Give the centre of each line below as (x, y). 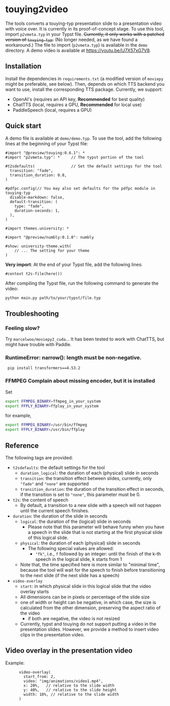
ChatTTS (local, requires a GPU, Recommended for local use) (77, 105)
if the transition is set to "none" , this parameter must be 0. (80, 495)
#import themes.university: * (37, 228)
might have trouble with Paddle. (39, 345)
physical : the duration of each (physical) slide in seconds (80, 543)
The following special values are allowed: (71, 549)
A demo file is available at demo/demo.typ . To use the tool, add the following (83, 138)
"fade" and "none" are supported (54, 484)
